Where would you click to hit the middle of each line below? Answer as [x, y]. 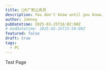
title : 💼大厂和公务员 [26, 10]
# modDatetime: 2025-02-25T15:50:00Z [45, 29]
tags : [11, 43]
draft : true [18, 39]
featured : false [22, 33]
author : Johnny [21, 19]
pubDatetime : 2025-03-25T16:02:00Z [43, 24]
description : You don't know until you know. [54, 15]
